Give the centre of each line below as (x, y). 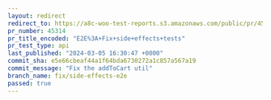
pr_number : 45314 (37, 31)
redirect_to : (30, 23)
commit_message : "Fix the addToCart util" (80, 69)
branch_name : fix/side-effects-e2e (68, 76)
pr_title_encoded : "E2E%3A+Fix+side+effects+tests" (96, 38)
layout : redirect (37, 16)
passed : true (30, 83)
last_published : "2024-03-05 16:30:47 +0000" (85, 53)
